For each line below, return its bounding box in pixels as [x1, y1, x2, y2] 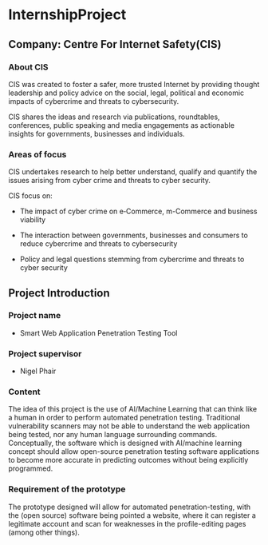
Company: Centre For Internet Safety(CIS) [8, 38, 222, 51]
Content [8, 386, 41, 397]
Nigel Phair [19, 366, 57, 376]
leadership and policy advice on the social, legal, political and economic [8, 88, 245, 97]
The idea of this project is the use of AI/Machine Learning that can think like [8, 404, 258, 414]
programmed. [8, 463, 53, 473]
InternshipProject [8, 6, 127, 24]
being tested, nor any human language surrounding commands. [8, 430, 218, 440]
